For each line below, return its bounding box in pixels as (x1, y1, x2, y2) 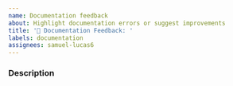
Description (8, 68, 55, 79)
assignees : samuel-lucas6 (8, 41, 94, 49)
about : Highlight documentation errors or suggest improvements (8, 19, 226, 27)
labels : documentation (8, 33, 83, 42)
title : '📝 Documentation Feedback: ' (8, 26, 134, 34)
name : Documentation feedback (8, 11, 109, 20)
